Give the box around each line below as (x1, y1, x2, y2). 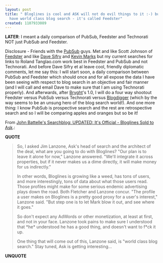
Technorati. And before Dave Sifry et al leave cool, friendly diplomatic (5, 64, 144, 70)
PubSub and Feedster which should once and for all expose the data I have (5, 74, 155, 80)
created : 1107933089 (5, 20, 47, 26)
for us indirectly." (16, 164, 51, 170)
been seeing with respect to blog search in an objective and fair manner (5, 79, 149, 85)
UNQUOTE (5, 253, 27, 259)
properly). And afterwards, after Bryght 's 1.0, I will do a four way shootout (5, 90, 152, 95)
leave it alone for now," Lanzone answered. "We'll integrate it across (16, 154, 153, 160)
